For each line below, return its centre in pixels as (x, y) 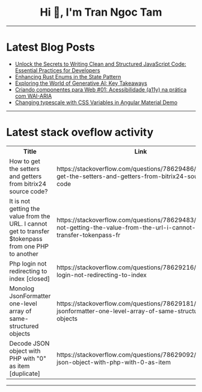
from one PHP (29, 246)
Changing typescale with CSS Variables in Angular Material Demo (96, 102)
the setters (25, 169)
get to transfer (29, 231)
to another (24, 254)
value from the (30, 216)
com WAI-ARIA (33, 96)
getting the (25, 208)
